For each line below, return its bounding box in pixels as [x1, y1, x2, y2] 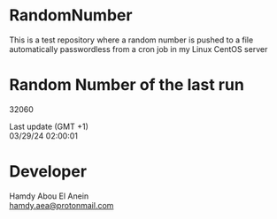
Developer [9, 162, 87, 182]
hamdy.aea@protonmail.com [9, 200, 114, 210]
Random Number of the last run [9, 75, 245, 95]
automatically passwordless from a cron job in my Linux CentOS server [9, 43, 268, 54]
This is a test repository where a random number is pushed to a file [9, 34, 254, 45]
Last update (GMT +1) [9, 121, 88, 132]
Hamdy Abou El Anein [9, 191, 89, 201]
